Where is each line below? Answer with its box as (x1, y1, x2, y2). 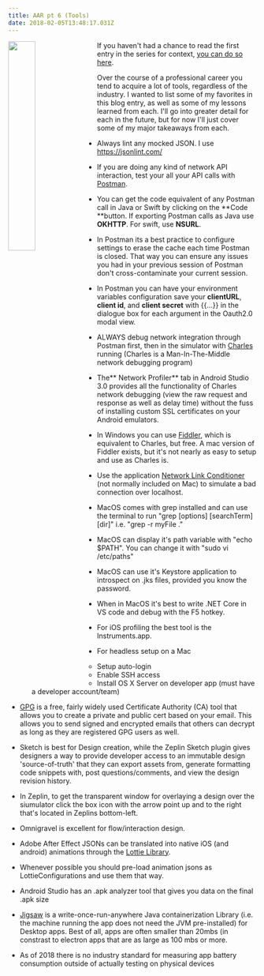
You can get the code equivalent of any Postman (97, 194, 255, 204)
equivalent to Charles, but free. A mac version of (97, 438, 255, 448)
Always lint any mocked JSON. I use (97, 138, 214, 148)
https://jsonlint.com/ (97, 147, 163, 156)
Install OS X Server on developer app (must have (97, 678, 255, 688)
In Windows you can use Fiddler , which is (97, 430, 232, 439)
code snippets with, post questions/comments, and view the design (19, 768, 240, 777)
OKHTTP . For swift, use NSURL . (97, 219, 202, 229)
